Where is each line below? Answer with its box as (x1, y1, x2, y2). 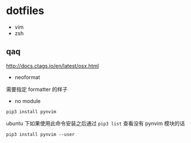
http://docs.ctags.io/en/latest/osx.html (6, 62, 99, 69)
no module (14, 97, 41, 104)
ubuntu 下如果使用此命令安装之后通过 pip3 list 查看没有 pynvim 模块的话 (6, 120, 185, 127)
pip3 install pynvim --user (6, 131, 75, 137)
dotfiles (6, 4, 45, 18)
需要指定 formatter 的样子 (6, 86, 68, 93)
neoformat (14, 73, 40, 80)
